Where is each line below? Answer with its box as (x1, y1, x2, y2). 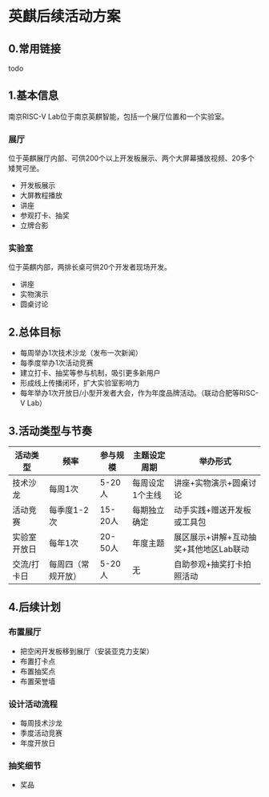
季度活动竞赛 (19, 728, 62, 738)
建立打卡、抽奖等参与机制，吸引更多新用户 (19, 368, 161, 378)
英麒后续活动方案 (8, 7, 122, 26)
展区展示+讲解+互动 (173, 531, 249, 543)
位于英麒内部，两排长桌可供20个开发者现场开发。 (8, 262, 172, 272)
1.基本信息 (8, 89, 59, 103)
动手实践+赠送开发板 (173, 505, 252, 516)
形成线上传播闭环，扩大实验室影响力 (19, 378, 140, 388)
